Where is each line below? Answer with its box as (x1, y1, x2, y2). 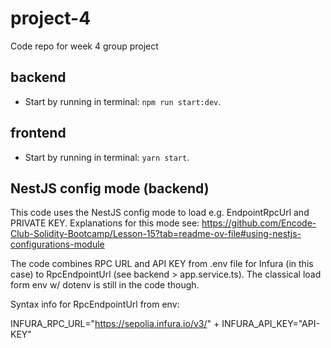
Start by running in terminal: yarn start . (24, 151, 190, 163)
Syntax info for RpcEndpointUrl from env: (10, 298, 180, 311)
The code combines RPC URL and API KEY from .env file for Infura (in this (10, 258, 314, 270)
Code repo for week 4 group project (10, 40, 159, 52)
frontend (10, 125, 67, 142)
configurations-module (10, 238, 105, 251)
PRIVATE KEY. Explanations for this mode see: (10, 217, 200, 229)
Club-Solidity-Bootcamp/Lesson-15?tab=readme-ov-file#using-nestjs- (10, 228, 302, 240)
